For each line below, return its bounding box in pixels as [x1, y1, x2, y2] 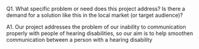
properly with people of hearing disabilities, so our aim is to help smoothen [6, 30, 193, 37]
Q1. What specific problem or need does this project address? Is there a [6, 5, 186, 12]
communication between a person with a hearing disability [6, 36, 153, 43]
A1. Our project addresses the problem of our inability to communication [6, 24, 186, 30]
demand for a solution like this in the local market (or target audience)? [6, 11, 183, 19]
